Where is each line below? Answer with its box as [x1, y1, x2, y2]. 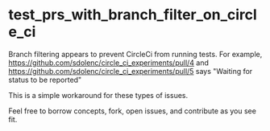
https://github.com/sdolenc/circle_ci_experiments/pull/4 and [8, 58, 210, 68]
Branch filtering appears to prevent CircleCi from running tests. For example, [8, 49, 263, 59]
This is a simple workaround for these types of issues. [8, 90, 188, 100]
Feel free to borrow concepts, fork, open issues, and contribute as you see [8, 106, 256, 116]
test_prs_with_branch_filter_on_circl [8, 6, 258, 24]
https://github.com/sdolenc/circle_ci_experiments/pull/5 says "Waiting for [8, 66, 253, 76]
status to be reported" [8, 75, 82, 84]
